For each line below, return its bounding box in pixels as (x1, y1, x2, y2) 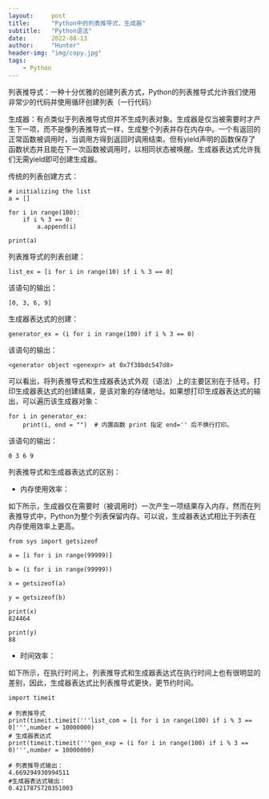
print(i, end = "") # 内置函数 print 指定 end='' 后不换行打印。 (22, 421, 234, 429)
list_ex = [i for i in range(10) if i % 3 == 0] (8, 267, 174, 275)
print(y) (8, 628, 38, 637)
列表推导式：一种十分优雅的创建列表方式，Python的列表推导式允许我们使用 (8, 87, 256, 96)
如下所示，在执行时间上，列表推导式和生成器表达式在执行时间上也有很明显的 (8, 667, 261, 677)
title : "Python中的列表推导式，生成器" (8, 19, 146, 27)
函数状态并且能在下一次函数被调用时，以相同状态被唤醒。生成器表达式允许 (8, 144, 254, 153)
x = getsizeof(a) (8, 579, 66, 587)
